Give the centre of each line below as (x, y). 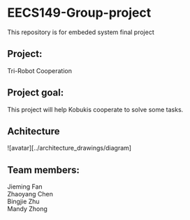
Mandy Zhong (27, 209)
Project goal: (36, 93)
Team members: (44, 170)
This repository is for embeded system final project (81, 32)
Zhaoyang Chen (30, 194)
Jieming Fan (25, 187)
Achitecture (34, 131)
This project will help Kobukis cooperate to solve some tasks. (95, 109)
